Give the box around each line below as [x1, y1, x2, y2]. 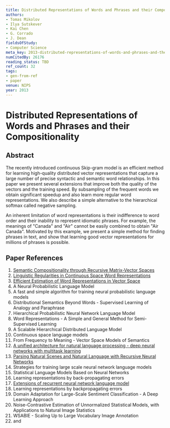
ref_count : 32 [6, 64, 36, 69]
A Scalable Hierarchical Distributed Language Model [13, 327, 122, 333]
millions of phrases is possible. [6, 239, 70, 245]
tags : [6, 69, 17, 74]
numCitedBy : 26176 [6, 54, 44, 60]
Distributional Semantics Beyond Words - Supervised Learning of [13, 300, 149, 306]
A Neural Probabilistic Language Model [13, 283, 95, 290]
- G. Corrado [6, 31, 33, 36]
